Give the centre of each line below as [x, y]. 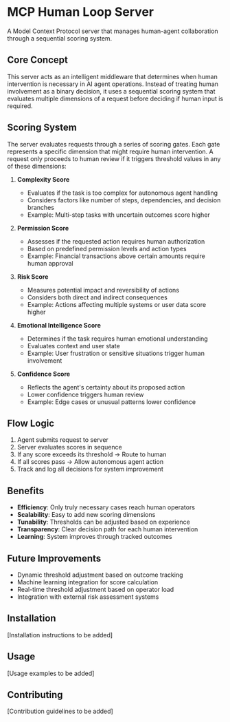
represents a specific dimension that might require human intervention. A [111, 151]
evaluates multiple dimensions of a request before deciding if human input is [115, 98]
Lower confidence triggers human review [85, 394]
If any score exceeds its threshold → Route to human [92, 454]
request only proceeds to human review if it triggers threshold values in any [114, 158]
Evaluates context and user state [73, 346]
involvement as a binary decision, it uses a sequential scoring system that [111, 91]
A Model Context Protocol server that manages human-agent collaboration [113, 31]
